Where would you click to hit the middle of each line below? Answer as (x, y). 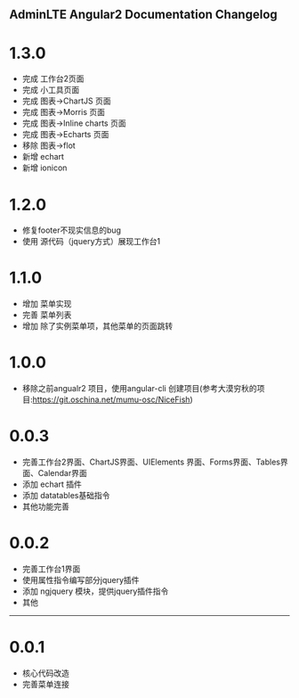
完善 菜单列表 (47, 315)
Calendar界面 (62, 473)
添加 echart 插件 (52, 484)
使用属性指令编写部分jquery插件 (81, 580)
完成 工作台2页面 (53, 78)
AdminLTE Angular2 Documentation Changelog (143, 15)
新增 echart (43, 157)
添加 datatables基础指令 (66, 496)
